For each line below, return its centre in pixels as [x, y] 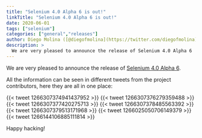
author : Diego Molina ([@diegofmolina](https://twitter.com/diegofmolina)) [103, 40]
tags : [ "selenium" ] [31, 28]
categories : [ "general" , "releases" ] [52, 34]
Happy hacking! [26, 128]
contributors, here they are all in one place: [60, 86]
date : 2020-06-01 [28, 23]
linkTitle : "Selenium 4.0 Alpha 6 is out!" [62, 17]
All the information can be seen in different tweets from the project [89, 79]
